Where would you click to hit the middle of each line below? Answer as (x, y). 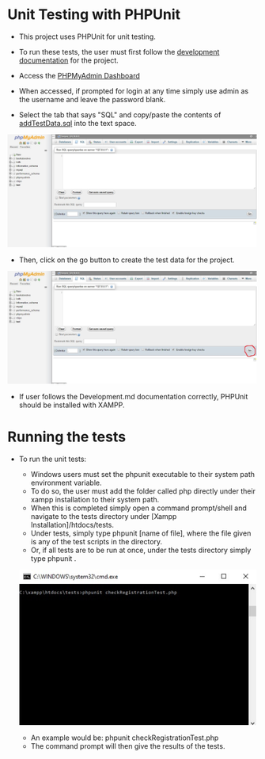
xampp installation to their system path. (95, 499)
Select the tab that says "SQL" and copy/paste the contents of (120, 114)
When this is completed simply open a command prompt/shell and (138, 508)
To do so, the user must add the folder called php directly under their (143, 491)
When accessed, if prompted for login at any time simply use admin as (134, 91)
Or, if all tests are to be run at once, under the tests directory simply (141, 550)
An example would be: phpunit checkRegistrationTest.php (125, 738)
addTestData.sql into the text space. (78, 123)
